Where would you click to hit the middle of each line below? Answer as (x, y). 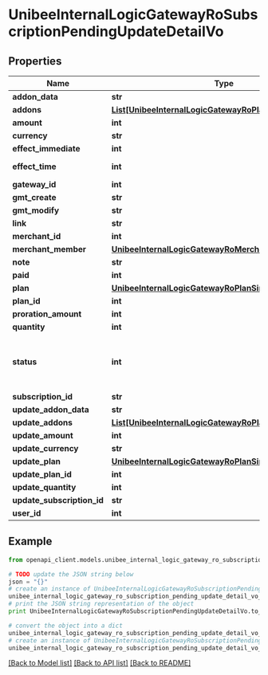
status (25, 362)
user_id (27, 513)
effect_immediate (46, 149)
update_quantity (44, 487)
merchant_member (49, 249)
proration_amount (47, 314)
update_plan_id (42, 474)
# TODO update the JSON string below (71, 574)
